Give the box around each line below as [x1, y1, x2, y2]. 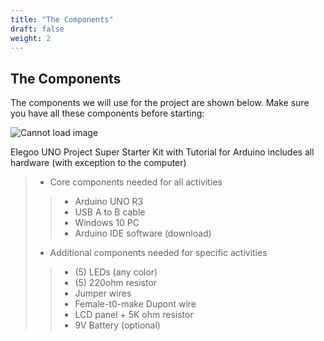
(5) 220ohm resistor [74, 277, 158, 289]
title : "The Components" [10, 14, 114, 25]
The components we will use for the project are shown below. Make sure [10, 97, 310, 109]
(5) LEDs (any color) [74, 266, 158, 278]
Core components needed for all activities [49, 176, 223, 188]
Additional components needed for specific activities [49, 247, 268, 259]
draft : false [10, 24, 65, 34]
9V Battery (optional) [74, 319, 161, 331]
